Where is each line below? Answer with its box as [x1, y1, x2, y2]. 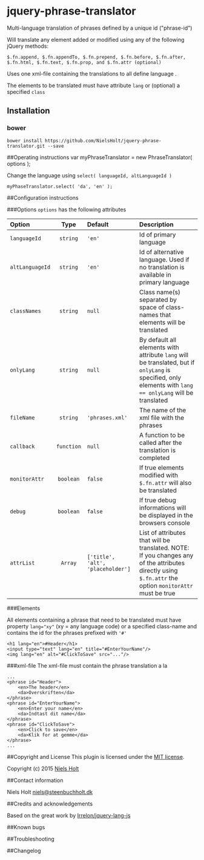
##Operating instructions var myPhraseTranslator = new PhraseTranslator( [7, 153, 192, 161]
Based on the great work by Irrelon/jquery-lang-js [7, 812, 131, 819]
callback [10, 443, 35, 450]
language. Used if [139, 255, 189, 264]
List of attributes [139, 528, 186, 537]
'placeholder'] [87, 565, 131, 573]
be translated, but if [139, 358, 195, 367]
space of [139, 303, 165, 311]
